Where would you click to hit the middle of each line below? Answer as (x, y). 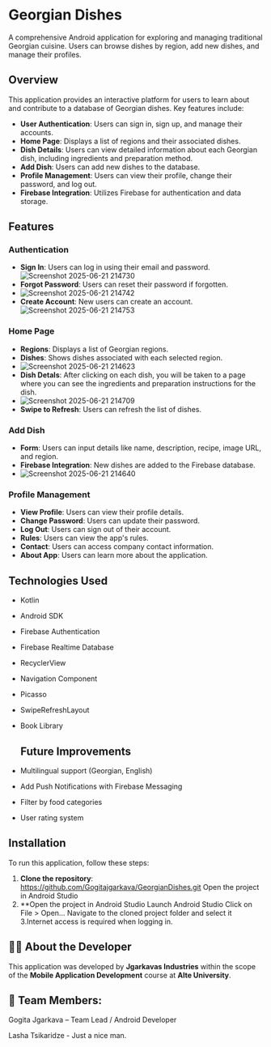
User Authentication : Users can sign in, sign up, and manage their (131, 124)
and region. (39, 457)
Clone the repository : (57, 878)
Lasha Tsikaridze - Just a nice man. (68, 1036)
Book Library (41, 726)
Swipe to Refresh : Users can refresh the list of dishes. (111, 409)
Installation (37, 843)
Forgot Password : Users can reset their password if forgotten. (124, 284)
